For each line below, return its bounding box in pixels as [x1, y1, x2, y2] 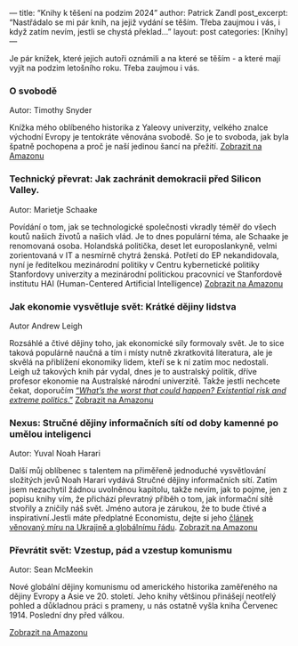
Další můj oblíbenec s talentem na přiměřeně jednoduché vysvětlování [9, 465, 267, 476]
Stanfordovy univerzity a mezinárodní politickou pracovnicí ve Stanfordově [9, 269, 283, 279]
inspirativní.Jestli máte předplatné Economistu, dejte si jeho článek [9, 513, 254, 523]
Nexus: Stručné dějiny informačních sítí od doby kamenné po [9, 416, 278, 429]
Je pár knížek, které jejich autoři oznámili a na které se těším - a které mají [9, 53, 281, 63]
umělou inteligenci [9, 427, 92, 440]
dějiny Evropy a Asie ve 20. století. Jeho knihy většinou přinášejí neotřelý [9, 591, 277, 602]
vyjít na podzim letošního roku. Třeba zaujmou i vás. [9, 62, 200, 73]
